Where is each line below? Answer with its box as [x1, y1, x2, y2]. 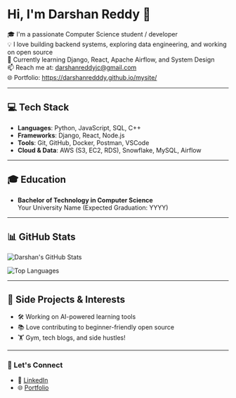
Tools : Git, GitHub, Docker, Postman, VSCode [17, 138, 150, 146]
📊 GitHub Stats [7, 231, 76, 242]
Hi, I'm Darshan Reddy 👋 [7, 6, 151, 22]
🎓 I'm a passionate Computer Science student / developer [7, 29, 178, 38]
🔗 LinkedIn [17, 376, 48, 385]
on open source [7, 48, 53, 56]
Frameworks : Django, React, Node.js [17, 131, 125, 139]
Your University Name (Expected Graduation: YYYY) [17, 203, 169, 212]
